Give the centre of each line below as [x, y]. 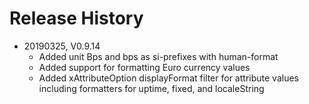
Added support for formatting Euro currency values [144, 67]
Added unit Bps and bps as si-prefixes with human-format [158, 56]
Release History [76, 18]
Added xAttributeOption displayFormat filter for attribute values [168, 78]
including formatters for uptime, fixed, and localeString [151, 88]
